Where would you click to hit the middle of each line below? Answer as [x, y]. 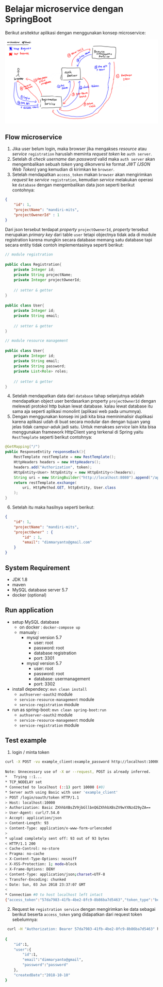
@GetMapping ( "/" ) [23, 447]
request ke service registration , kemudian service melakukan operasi [83, 180]
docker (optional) [29, 595]
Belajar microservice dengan [64, 9]
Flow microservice [33, 137]
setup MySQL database [35, 622]
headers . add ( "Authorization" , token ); [53, 467]
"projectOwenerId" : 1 [37, 215]
